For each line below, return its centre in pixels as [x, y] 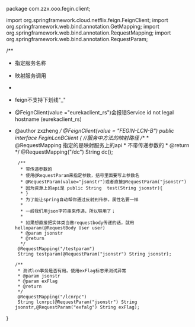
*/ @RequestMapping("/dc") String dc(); [64, 152]
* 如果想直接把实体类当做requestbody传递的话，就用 [77, 223]
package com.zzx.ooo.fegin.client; [48, 9]
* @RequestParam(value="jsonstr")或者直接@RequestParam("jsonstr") [103, 182]
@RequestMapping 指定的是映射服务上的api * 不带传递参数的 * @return [102, 145]
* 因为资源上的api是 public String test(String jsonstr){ [92, 188]
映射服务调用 [30, 76]
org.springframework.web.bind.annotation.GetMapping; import [83, 27]
